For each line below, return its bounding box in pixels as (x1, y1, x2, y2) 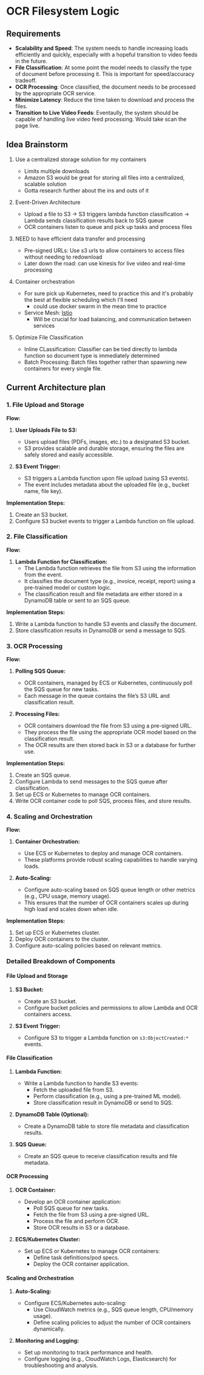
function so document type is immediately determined (24, 352, 160, 359)
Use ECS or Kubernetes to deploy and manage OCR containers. (24, 850, 183, 857)
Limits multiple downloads (24, 167, 90, 174)
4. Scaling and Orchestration (6, 813, 93, 821)
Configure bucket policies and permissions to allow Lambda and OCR (24, 1004, 198, 1011)
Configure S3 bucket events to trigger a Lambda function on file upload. (15, 517, 195, 525)
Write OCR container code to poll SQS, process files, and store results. (15, 797, 192, 805)
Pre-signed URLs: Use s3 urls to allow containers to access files (24, 247, 185, 254)
